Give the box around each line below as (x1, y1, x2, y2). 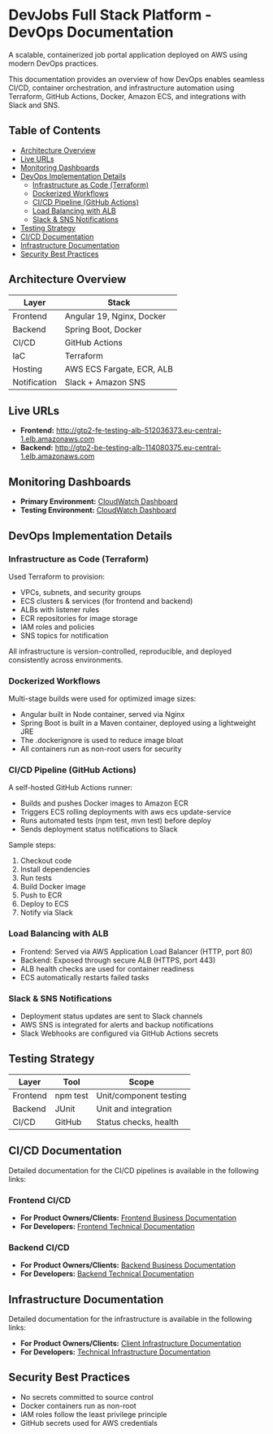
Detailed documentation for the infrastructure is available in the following (8, 1314, 253, 1324)
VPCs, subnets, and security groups (19, 587, 141, 597)
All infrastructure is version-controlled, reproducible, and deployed (8, 646, 232, 656)
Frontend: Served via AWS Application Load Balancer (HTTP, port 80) (19, 946, 253, 956)
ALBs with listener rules (19, 604, 100, 615)
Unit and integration (96, 1103, 172, 1115)
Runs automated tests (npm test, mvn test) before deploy (19, 815, 211, 826)
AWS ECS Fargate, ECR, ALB (64, 363, 173, 375)
